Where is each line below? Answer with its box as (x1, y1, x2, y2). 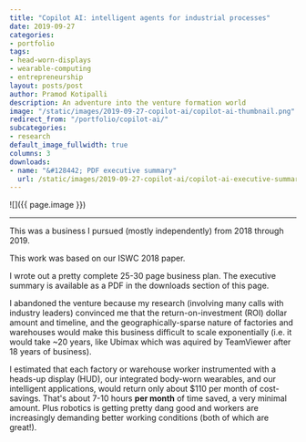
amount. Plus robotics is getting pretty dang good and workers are (9, 403, 260, 414)
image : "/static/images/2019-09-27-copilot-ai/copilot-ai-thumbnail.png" (9, 107, 296, 116)
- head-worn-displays (9, 56, 92, 65)
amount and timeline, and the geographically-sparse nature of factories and (9, 317, 294, 328)
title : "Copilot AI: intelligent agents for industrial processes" (9, 13, 271, 23)
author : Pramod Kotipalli (9, 89, 107, 98)
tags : (9, 47, 30, 57)
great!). (9, 422, 37, 433)
